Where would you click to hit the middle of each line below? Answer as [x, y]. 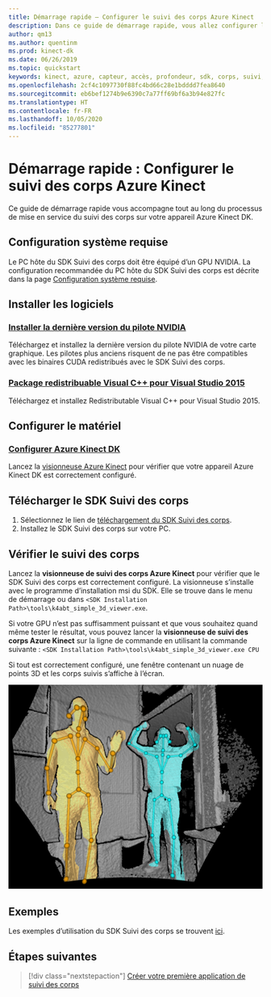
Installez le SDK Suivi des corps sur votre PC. [95, 528]
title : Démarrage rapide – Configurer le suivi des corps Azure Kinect [131, 17]
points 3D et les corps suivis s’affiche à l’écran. [87, 674]
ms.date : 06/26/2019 [43, 60]
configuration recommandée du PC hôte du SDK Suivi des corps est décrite [134, 270]
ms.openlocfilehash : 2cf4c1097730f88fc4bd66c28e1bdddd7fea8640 [117, 85]
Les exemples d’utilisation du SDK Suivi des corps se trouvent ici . [117, 931]
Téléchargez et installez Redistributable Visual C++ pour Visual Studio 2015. [134, 401]
